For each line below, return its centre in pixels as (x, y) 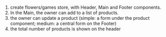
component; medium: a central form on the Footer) (63, 23)
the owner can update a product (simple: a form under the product (80, 18)
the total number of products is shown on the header (65, 29)
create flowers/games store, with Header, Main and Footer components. (86, 7)
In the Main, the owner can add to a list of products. (64, 13)
